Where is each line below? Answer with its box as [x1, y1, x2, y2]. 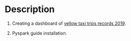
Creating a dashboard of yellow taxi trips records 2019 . [12, 20, 126, 26]
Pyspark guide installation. [12, 30, 68, 36]
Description [5, 4, 55, 15]
